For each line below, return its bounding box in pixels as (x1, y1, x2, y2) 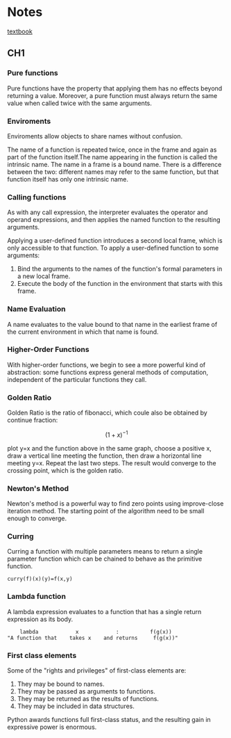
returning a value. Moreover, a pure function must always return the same (7, 91, 218, 99)
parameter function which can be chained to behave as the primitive (7, 554, 203, 563)
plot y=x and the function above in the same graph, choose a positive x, (7, 444, 212, 452)
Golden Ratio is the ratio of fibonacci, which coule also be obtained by (7, 408, 208, 417)
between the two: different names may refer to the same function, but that (7, 168, 219, 176)
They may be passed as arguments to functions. (17, 687, 156, 696)
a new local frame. (17, 272, 71, 280)
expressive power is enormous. (7, 723, 97, 731)
